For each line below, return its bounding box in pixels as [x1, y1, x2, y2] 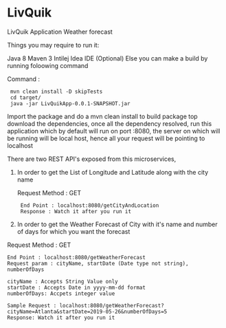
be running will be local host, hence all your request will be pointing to [7, 134, 205, 142]
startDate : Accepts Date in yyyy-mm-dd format [7, 284, 146, 291]
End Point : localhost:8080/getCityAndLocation [20, 201, 159, 209]
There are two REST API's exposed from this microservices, [7, 155, 177, 163]
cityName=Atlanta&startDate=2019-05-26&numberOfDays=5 [7, 308, 168, 315]
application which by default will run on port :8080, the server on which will [7, 127, 221, 135]
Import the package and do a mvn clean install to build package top [7, 112, 198, 120]
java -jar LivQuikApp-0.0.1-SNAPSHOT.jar [10, 100, 131, 107]
